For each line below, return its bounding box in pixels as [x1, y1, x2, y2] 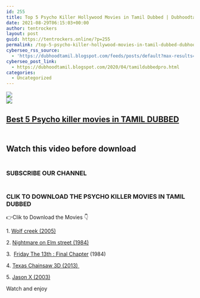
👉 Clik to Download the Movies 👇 [6, 214, 89, 221]
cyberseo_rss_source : [6, 48, 60, 54]
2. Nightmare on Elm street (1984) [6, 239, 89, 246]
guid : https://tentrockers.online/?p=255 [6, 36, 111, 42]
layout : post [6, 31, 39, 37]
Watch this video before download [6, 143, 136, 153]
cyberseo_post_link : [6, 58, 58, 64]
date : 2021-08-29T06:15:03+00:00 [6, 20, 89, 26]
